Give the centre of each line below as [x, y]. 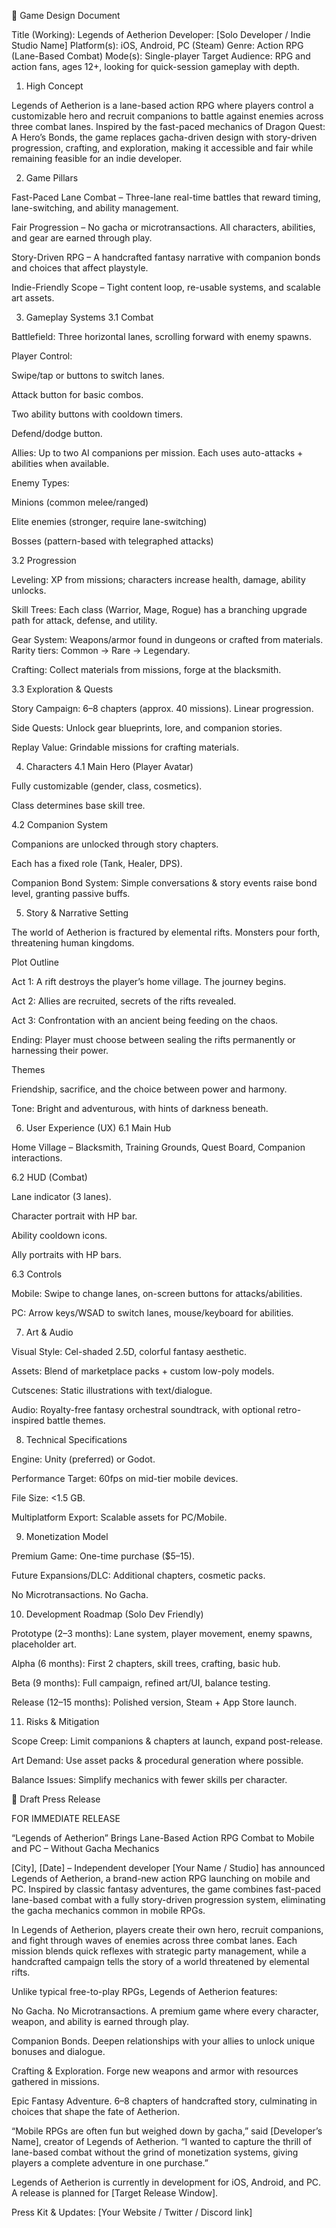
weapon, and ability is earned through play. [100, 2021]
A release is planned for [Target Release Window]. [115, 2193]
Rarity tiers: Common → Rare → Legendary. [101, 650]
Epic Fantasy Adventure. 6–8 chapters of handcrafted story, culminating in [164, 2101]
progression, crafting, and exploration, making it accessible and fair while [162, 148]
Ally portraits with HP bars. [66, 1254]
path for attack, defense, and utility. [84, 620]
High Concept [54, 86]
